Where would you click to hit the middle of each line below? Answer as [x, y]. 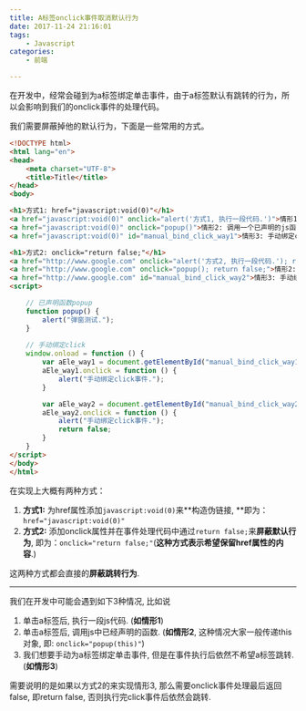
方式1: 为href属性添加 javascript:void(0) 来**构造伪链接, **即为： [145, 510]
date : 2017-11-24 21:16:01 [61, 26]
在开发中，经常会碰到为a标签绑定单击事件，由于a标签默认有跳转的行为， [146, 95]
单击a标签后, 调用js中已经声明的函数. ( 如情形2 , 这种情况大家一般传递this [157, 632]
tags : [20, 35]
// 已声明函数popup [59, 303]
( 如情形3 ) [41, 665]
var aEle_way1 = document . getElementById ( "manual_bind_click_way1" [173, 362]
